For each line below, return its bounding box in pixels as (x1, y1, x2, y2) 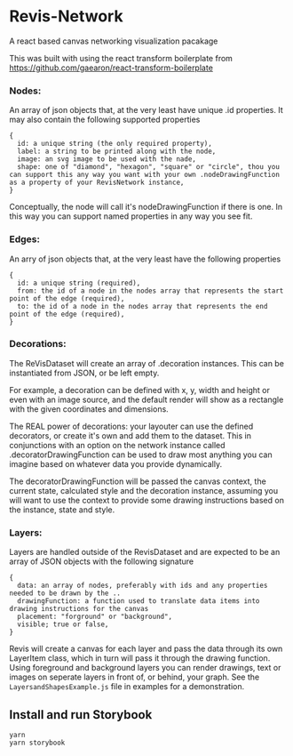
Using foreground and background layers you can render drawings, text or (9, 663, 281, 673)
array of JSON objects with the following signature (9, 556, 194, 567)
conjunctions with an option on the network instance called (9, 439, 226, 450)
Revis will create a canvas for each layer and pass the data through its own (9, 643, 283, 655)
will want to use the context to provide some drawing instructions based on (9, 495, 284, 505)
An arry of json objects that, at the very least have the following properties (9, 253, 281, 264)
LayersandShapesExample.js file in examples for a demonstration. (9, 681, 245, 692)
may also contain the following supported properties (9, 114, 201, 125)
